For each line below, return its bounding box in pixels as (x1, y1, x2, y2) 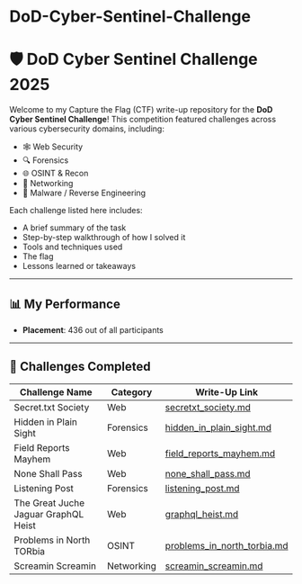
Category (111, 385, 153, 398)
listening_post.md (164, 481, 240, 494)
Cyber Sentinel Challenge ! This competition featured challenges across (9, 114, 277, 125)
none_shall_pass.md (164, 467, 251, 480)
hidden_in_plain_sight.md (164, 421, 272, 434)
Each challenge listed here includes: (9, 205, 143, 216)
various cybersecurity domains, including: (9, 123, 164, 134)
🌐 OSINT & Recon (22, 168, 89, 179)
